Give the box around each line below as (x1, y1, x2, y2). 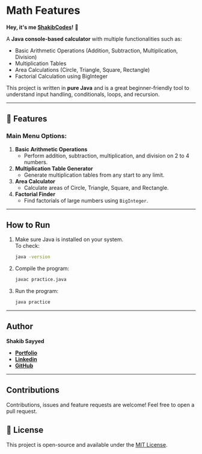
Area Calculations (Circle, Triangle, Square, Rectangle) (14, 66, 150, 73)
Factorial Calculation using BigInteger (14, 72, 108, 80)
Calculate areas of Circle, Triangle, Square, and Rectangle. (23, 184, 169, 191)
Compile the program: (14, 265, 70, 272)
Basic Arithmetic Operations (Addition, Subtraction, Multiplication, (14, 46, 179, 54)
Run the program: (14, 288, 59, 295)
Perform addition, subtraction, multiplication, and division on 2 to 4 (23, 152, 189, 159)
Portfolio (14, 349, 38, 356)
